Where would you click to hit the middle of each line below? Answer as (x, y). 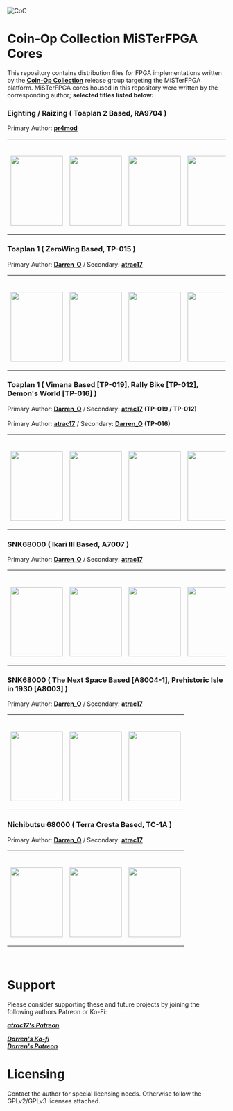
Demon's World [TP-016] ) (52, 393)
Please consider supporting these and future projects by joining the (103, 1004)
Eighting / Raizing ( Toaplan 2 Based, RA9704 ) (87, 113)
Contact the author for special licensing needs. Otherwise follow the (104, 1094)
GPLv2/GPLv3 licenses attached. (54, 1101)
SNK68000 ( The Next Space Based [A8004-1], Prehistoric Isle (115, 680)
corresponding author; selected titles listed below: (80, 95)
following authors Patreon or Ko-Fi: (57, 1011)
